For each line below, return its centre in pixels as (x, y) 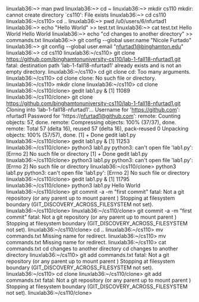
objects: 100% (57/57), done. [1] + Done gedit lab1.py (71, 135)
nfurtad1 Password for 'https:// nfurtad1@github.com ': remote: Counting (94, 116)
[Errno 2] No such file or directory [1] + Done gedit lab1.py (77, 154)
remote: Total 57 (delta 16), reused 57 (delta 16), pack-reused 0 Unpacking (97, 128)
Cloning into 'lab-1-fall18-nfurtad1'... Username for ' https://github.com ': (93, 110)
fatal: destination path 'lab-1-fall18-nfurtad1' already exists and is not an (94, 65)
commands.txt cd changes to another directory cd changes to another (92, 248)
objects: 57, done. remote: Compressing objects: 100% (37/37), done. (91, 122)
